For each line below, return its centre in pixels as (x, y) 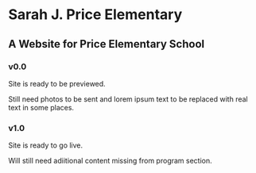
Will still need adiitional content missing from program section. (110, 161)
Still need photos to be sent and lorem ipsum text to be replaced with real (128, 99)
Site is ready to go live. (46, 145)
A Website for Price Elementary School (107, 44)
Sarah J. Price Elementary (95, 15)
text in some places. (41, 107)
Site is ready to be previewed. (57, 83)
